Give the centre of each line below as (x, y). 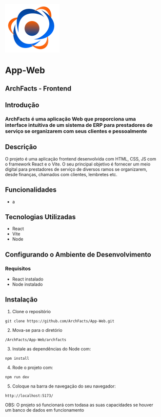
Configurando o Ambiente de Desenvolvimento (78, 254)
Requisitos (18, 268)
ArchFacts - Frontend (38, 88)
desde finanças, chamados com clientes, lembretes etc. (61, 174)
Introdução (22, 105)
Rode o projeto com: (33, 367)
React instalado (28, 279)
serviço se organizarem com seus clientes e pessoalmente (76, 131)
